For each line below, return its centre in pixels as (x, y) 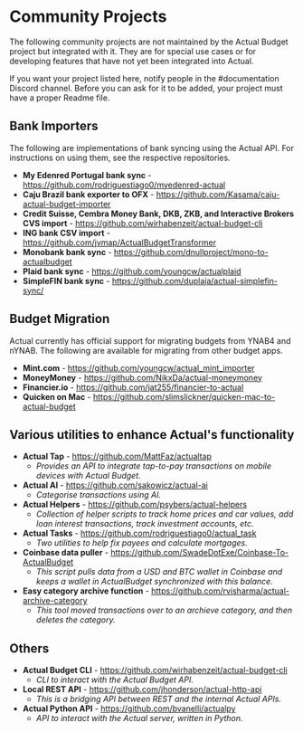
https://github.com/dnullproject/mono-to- (191, 252)
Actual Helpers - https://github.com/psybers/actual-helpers (134, 505)
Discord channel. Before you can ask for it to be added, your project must (146, 88)
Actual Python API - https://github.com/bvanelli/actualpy (129, 708)
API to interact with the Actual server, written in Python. (139, 718)
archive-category (55, 601)
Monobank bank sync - (67, 252)
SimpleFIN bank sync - (66, 280)
